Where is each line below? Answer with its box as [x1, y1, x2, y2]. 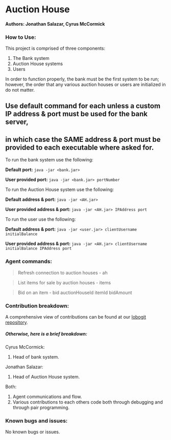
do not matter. [5, 87, 35, 93]
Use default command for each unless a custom [5, 101, 161, 111]
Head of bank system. [12, 353, 60, 360]
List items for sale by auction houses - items [17, 279, 111, 285]
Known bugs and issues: [5, 417, 68, 424]
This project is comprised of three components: [5, 45, 106, 52]
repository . [5, 319, 28, 325]
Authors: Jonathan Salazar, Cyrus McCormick [5, 20, 105, 27]
